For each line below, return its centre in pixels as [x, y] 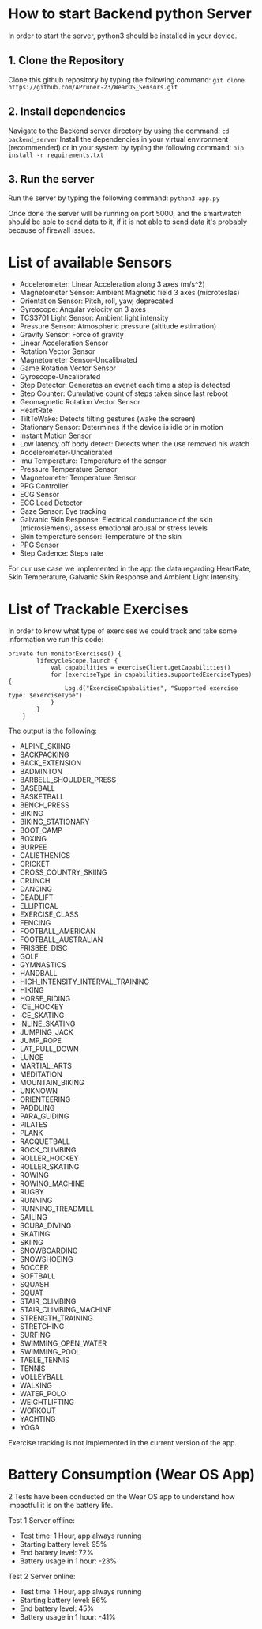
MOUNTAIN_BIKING [52, 1083]
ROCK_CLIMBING [48, 1150]
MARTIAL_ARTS [46, 1066]
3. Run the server [51, 179]
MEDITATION [41, 1074]
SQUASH [34, 1285]
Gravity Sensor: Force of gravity [71, 335]
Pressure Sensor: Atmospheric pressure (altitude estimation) [118, 326]
